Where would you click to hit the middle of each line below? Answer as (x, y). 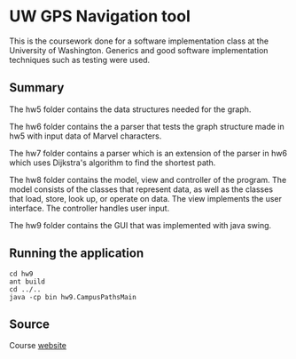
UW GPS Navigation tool (100, 16)
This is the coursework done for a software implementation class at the (139, 41)
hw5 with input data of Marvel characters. (86, 136)
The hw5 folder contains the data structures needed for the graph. (130, 109)
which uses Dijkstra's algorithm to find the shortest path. (113, 163)
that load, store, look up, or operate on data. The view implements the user (145, 198)
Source (30, 324)
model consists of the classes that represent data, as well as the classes (141, 189)
